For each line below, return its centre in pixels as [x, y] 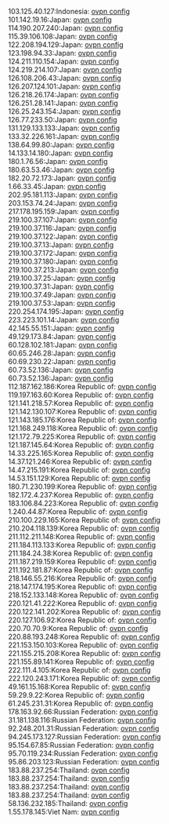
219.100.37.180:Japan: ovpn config [63, 261]
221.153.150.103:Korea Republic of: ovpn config [83, 645]
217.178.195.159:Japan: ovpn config [64, 211]
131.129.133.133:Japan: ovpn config [64, 128]
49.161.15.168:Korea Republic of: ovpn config [79, 687]
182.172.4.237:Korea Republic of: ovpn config [81, 495]
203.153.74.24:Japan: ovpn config [63, 203]
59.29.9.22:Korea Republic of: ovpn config [76, 695]
